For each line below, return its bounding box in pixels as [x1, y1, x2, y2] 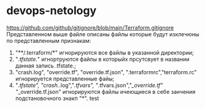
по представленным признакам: [6, 37, 91, 44]
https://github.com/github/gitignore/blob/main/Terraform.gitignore [6, 24, 174, 31]
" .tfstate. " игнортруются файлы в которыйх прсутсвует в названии [15, 55, 190, 63]
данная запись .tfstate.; [15, 62, 77, 69]
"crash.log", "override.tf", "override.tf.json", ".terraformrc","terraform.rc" [15, 68, 198, 75]
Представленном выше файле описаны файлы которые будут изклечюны [6, 30, 199, 37]
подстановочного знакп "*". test [15, 94, 99, 102]
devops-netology [6, 4, 97, 18]
